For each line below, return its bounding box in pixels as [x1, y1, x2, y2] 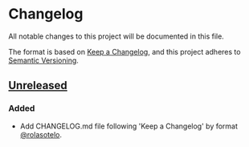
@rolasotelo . [19, 129, 63, 139]
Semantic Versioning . [8, 55, 79, 65]
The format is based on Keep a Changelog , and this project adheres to [8, 47, 241, 56]
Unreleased [8, 79, 68, 92]
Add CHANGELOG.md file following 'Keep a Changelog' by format [19, 121, 239, 131]
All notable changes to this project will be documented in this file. [8, 31, 225, 41]
